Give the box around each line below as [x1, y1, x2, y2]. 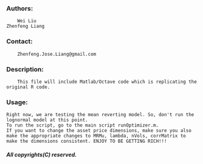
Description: [6, 65, 44, 73]
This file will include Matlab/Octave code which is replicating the [17, 79, 198, 85]
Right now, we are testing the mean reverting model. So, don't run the [6, 112, 194, 118]
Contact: [6, 38, 33, 46]
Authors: [6, 4, 33, 13]
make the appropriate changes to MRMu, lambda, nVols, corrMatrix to [6, 133, 187, 139]
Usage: [6, 98, 29, 107]
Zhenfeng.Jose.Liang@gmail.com [17, 51, 97, 57]
